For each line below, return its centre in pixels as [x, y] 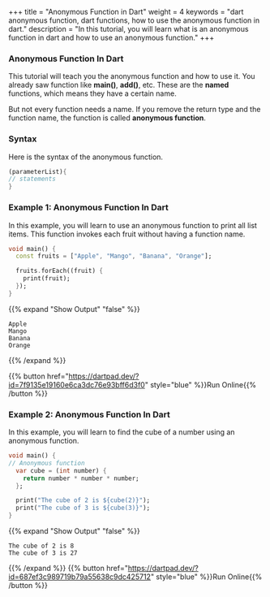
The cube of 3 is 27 [43, 553]
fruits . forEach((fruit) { [60, 271]
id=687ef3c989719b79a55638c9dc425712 [80, 577]
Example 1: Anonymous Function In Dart [88, 208]
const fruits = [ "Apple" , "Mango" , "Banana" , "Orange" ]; [114, 256]
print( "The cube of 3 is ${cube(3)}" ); [83, 508]
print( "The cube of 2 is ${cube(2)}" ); [83, 500]
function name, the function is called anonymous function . [107, 118]
